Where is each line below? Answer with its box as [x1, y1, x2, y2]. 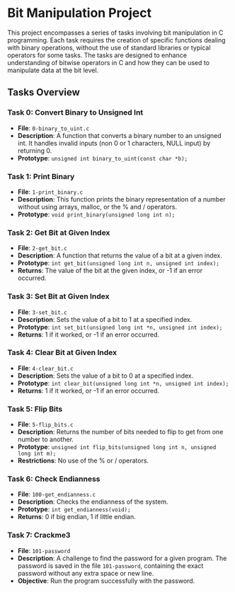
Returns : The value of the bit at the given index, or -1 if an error [17, 267, 203, 275]
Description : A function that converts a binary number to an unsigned [17, 131, 222, 139]
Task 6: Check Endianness [7, 474, 101, 484]
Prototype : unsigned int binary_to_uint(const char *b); [17, 153, 188, 162]
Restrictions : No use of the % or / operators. [17, 456, 149, 465]
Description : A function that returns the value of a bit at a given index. [17, 251, 223, 260]
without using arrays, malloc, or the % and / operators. [17, 202, 177, 211]
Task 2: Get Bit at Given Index [7, 228, 110, 238]
